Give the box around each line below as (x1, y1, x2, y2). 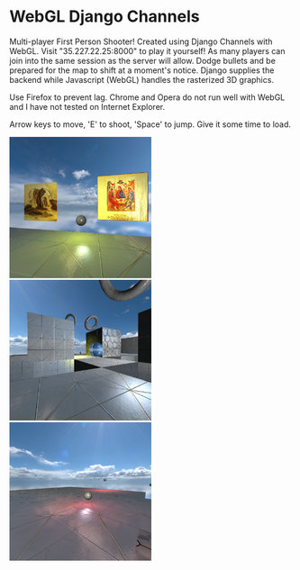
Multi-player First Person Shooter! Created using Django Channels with (9, 36, 273, 47)
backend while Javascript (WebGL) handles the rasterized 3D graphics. (9, 74, 275, 85)
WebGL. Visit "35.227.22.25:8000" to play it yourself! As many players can (9, 45, 286, 56)
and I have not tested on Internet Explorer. (9, 101, 165, 112)
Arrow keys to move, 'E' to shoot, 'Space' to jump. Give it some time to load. (9, 119, 291, 130)
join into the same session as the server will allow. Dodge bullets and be (9, 55, 277, 66)
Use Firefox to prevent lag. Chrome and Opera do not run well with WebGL (9, 92, 286, 103)
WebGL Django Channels (9, 6, 200, 27)
